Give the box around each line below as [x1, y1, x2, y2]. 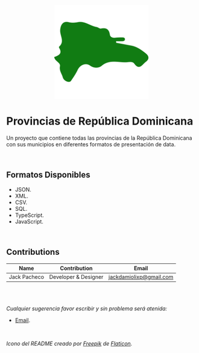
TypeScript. [14, 211, 44, 219]
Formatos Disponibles [6, 170, 90, 180]
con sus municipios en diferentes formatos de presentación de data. [6, 140, 176, 148]
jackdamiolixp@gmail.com [108, 273, 174, 281]
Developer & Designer [49, 273, 104, 281]
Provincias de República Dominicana [6, 114, 194, 128]
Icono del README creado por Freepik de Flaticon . [6, 340, 133, 347]
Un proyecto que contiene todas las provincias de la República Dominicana [6, 134, 192, 142]
